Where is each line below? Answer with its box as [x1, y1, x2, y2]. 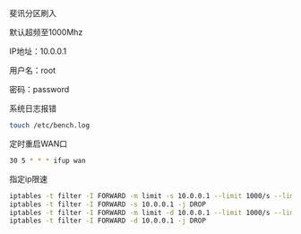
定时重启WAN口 [9, 138, 68, 149]
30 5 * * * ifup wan [9, 156, 87, 165]
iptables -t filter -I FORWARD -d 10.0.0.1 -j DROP [9, 216, 206, 226]
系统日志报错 [9, 103, 56, 114]
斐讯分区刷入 [9, 8, 56, 18]
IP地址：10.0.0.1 [9, 46, 67, 56]
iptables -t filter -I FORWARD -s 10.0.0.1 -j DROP [9, 200, 206, 209]
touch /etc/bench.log [9, 121, 90, 130]
